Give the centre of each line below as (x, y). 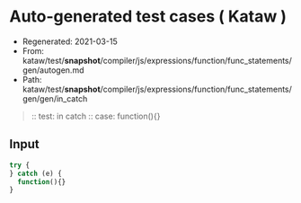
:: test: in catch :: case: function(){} (96, 116)
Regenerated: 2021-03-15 (70, 41)
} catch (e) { (36, 173)
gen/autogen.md (53, 70)
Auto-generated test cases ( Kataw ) (148, 17)
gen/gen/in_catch (55, 98)
